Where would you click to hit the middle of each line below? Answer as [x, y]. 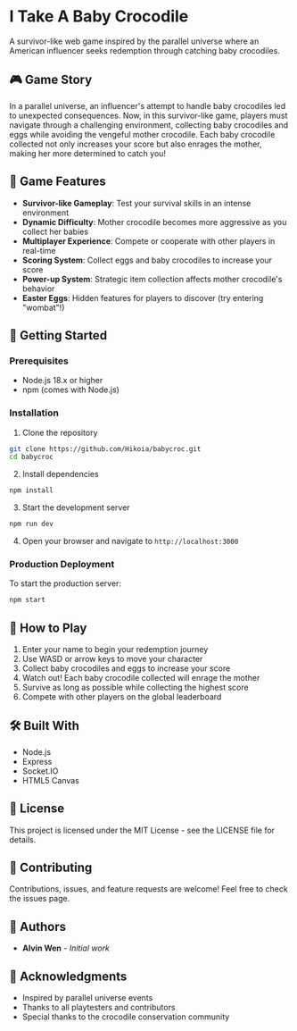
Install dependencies [61, 474]
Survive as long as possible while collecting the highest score [135, 687]
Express [37, 761]
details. [23, 839]
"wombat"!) [43, 307]
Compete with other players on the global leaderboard [122, 697]
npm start [28, 600]
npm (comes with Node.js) [71, 390]
